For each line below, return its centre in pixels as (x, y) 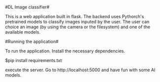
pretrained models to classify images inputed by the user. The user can (77, 22)
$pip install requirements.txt (34, 60)
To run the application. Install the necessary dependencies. (65, 51)
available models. (23, 32)
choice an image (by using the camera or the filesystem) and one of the (78, 27)
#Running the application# (32, 41)
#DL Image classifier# (27, 7)
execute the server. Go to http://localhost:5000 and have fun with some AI (80, 70)
